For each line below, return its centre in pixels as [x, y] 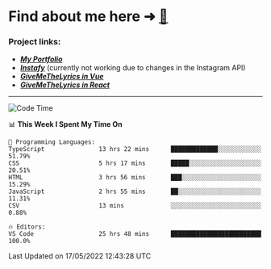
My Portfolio [41, 59]
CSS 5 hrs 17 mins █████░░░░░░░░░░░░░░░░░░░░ [135, 164]
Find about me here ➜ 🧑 [88, 17]
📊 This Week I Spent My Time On [65, 124]
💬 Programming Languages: [52, 142]
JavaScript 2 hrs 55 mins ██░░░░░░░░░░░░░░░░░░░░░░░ [135, 192]
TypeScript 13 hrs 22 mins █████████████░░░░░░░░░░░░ [135, 149]
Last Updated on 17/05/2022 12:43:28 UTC [80, 256]
